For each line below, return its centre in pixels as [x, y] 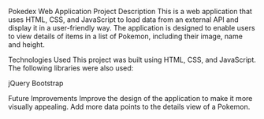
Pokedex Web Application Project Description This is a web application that [130, 11]
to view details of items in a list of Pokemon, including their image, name [125, 36]
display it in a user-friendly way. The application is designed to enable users [132, 28]
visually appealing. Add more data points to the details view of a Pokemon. [129, 106]
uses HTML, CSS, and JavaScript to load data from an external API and [123, 20]
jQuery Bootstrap [36, 83]
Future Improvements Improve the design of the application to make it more [130, 98]
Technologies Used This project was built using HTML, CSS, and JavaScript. [132, 59]
